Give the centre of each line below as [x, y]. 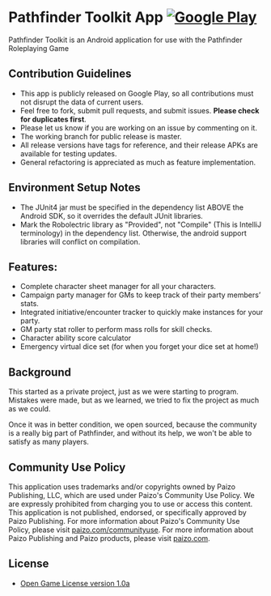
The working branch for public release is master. [101, 136]
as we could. [30, 409]
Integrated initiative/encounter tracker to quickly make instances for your [142, 313]
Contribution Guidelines [70, 74]
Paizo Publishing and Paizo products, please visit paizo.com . [109, 538]
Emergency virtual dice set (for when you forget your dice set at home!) [139, 347]
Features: [33, 267]
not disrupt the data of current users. [82, 102]
